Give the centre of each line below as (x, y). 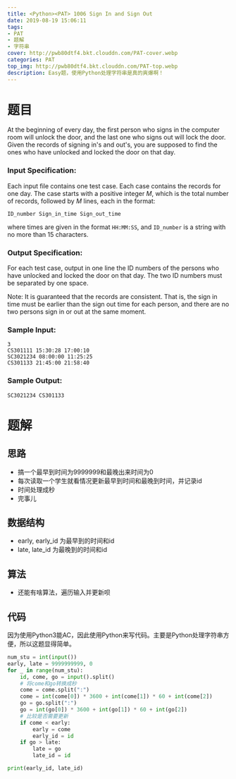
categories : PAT (31, 60)
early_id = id (53, 736)
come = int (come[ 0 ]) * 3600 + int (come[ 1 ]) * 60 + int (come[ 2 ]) (116, 697)
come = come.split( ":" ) (55, 690)
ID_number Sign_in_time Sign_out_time (64, 214)
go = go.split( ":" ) (49, 703)
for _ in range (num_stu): (45, 670)
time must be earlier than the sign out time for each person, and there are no (118, 305)
